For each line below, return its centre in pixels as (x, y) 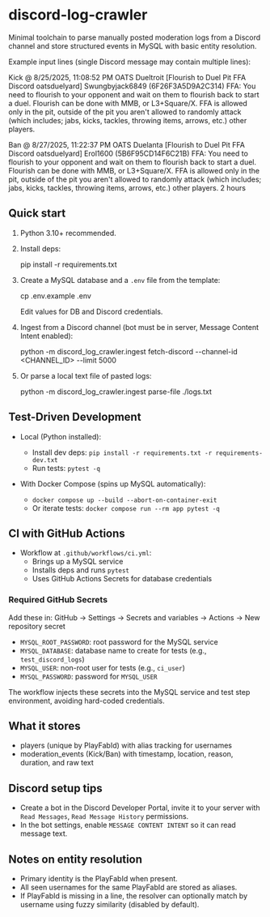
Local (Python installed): (61, 436)
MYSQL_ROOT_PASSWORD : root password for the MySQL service (119, 641)
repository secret (37, 626)
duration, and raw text (57, 763)
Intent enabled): (46, 336)
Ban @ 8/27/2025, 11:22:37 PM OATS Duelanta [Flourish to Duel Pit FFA (127, 144)
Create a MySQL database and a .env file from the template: (120, 280)
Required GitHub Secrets (58, 600)
